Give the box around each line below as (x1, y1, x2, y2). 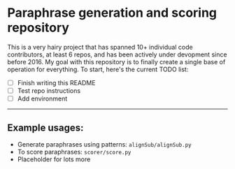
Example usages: (7, 122, 84, 133)
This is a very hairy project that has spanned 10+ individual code (7, 43, 194, 51)
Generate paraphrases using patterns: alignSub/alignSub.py (17, 140, 192, 148)
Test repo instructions (17, 87, 81, 95)
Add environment (17, 94, 68, 103)
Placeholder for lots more (17, 155, 91, 163)
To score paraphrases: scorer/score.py (17, 147, 131, 156)
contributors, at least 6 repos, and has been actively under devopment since (7, 50, 227, 59)
